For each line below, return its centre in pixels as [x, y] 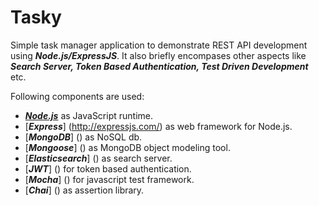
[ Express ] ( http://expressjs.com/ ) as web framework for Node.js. [158, 126]
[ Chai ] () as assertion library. [84, 190]
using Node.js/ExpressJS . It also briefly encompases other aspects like [158, 55]
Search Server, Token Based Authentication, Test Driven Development [159, 66]
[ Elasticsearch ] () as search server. [98, 158]
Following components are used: [77, 96]
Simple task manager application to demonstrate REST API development [159, 45]
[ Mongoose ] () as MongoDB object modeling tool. [127, 147]
